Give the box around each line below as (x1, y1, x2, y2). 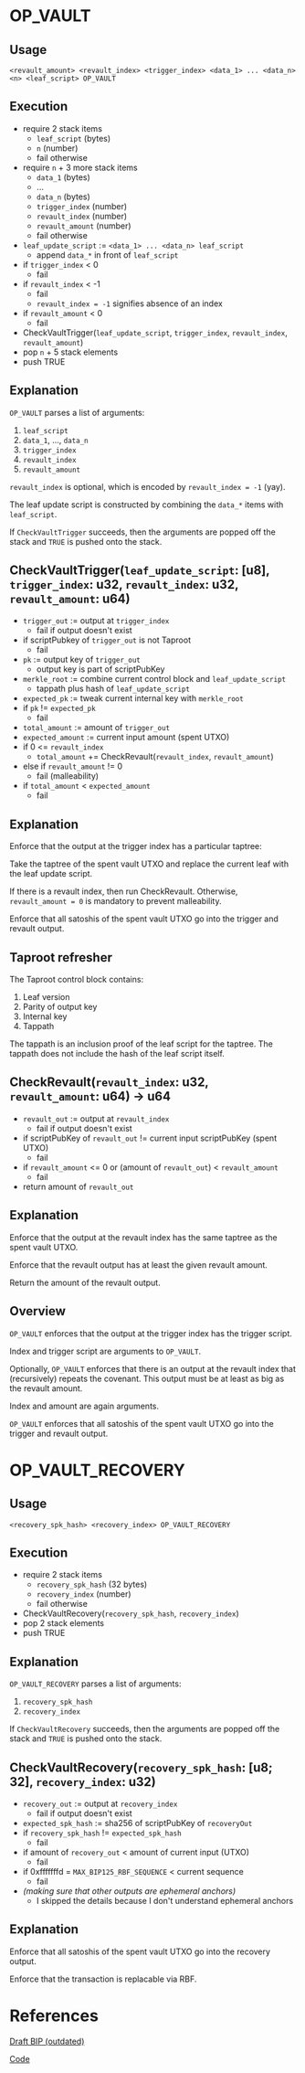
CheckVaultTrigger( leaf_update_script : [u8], (9, 563, 270, 579)
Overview (9, 1303, 67, 1319)
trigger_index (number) (36, 200, 128, 211)
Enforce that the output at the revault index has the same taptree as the (9, 1231, 278, 1243)
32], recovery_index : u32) (9, 1774, 157, 1790)
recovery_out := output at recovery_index (22, 1798, 178, 1809)
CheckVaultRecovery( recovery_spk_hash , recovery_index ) (22, 1608, 239, 1619)
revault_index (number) (36, 210, 128, 221)
